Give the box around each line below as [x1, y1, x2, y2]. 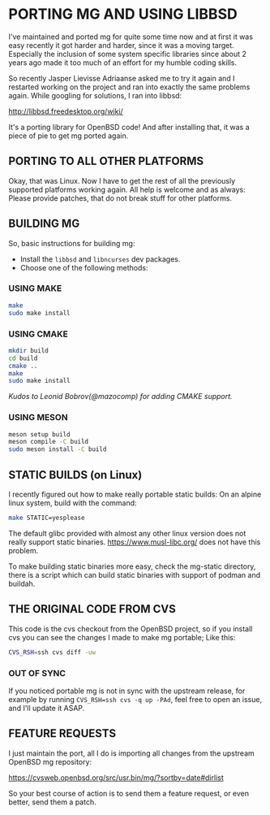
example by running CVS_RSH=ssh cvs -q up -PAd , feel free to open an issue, [8, 694, 262, 704]
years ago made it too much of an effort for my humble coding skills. [8, 58, 238, 67]
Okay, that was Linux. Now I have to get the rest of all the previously [8, 176, 236, 185]
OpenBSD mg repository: [8, 756, 92, 766]
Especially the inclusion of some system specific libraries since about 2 [8, 49, 247, 59]
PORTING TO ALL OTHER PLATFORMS [8, 154, 204, 168]
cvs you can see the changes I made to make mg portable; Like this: [8, 632, 236, 642]
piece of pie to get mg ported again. [8, 131, 129, 141]
